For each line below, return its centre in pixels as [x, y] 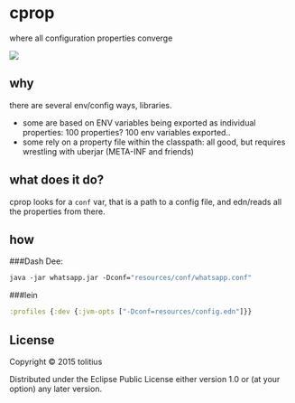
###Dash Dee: [36, 261]
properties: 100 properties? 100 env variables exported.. [126, 132]
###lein [23, 295]
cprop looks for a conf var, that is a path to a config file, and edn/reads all [146, 201]
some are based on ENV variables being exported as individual [139, 122]
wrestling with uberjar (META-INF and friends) [108, 151]
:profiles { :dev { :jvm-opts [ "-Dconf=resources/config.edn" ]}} [131, 312]
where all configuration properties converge [91, 38]
